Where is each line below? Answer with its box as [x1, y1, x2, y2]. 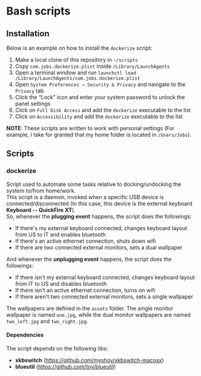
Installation [6, 28, 50, 39]
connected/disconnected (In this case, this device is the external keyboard [6, 200, 193, 207]
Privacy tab [15, 87, 44, 94]
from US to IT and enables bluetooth [15, 231, 106, 238]
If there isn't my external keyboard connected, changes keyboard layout [15, 274, 195, 281]
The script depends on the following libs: [6, 345, 108, 352]
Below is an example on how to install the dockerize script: [6, 44, 153, 51]
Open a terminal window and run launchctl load [15, 69, 136, 76]
